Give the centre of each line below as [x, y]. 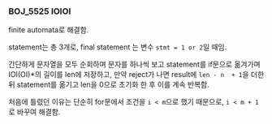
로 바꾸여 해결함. [35, 112]
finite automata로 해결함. [49, 30]
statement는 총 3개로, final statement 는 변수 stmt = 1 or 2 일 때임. [118, 47]
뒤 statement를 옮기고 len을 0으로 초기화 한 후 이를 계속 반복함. [109, 85]
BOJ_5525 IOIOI [40, 11]
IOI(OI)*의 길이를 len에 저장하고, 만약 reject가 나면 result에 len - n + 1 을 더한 [136, 75]
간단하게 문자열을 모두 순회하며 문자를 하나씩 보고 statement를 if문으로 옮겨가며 [135, 64]
